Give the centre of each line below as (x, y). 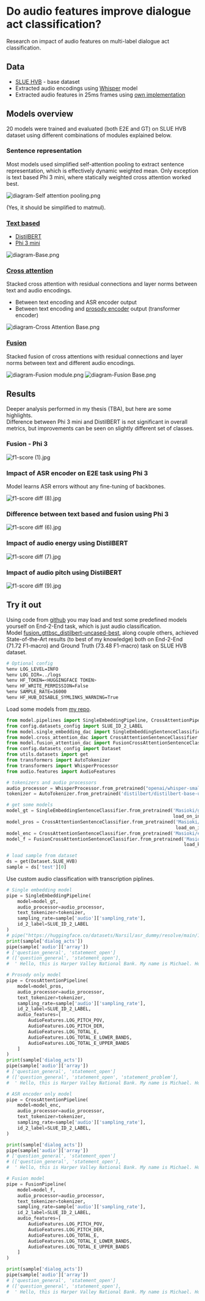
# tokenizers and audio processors (52, 783)
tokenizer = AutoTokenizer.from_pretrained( (64, 794)
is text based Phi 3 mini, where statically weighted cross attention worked (99, 177)
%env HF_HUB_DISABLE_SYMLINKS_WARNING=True (63, 698)
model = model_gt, (38, 901)
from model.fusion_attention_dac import (59, 743)
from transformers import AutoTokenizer (59, 760)
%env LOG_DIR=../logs (34, 675)
